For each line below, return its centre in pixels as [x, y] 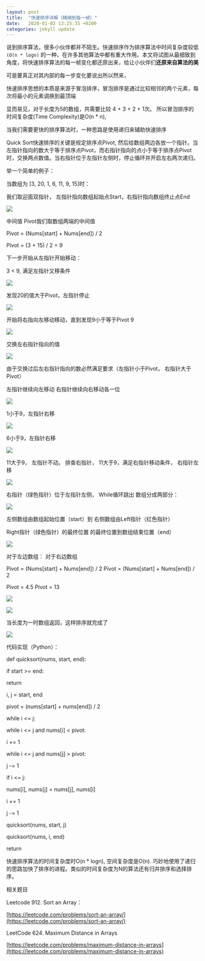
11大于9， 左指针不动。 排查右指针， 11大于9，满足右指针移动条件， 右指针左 [103, 462]
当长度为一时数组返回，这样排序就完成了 [57, 623]
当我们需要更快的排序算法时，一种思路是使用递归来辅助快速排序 [86, 130]
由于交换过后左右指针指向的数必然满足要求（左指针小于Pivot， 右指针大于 [99, 369]
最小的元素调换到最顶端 [46, 96]
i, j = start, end [24, 695]
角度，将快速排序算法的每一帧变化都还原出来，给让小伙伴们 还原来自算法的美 [103, 62]
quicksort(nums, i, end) [36, 837]
